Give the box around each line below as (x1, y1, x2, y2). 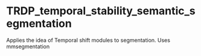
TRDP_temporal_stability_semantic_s (6, 4, 196, 18)
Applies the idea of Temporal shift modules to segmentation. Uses (6, 36, 171, 43)
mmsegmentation (6, 43, 50, 50)
